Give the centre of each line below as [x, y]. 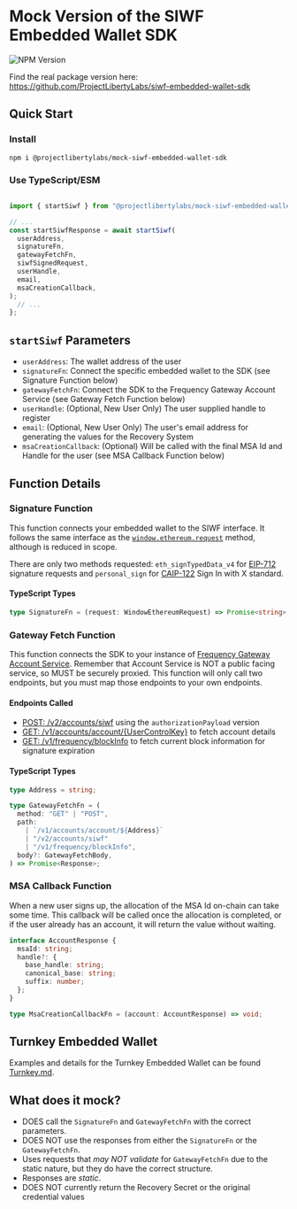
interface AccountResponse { [63, 941]
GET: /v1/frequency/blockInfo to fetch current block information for [144, 741]
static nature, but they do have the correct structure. [118, 1169]
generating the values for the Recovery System [108, 437]
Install [23, 139]
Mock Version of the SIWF [107, 16]
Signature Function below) [70, 380]
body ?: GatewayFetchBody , [65, 855]
